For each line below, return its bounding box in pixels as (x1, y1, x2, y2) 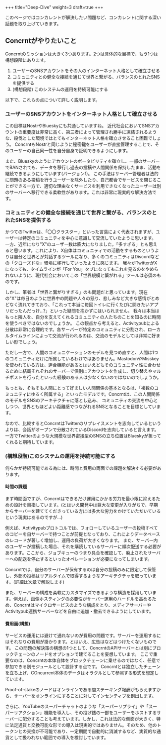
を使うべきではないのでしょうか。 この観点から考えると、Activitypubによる (5, 320, 160, 326)
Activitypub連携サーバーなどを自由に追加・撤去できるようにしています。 (5, 608, 154, 614)
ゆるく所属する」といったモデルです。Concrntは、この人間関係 (31, 391, 160, 397)
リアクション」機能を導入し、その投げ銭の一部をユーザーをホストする (13, 710, 157, 716)
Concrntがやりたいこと (5, 37, 77, 45)
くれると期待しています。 (5, 439, 57, 445)
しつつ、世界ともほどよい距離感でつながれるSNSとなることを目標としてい (5, 404, 157, 410)
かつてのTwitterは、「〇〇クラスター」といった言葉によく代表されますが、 (5, 229, 156, 235)
